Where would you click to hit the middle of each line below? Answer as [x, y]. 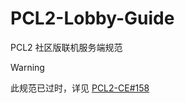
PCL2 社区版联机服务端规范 [66, 47]
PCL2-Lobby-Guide [92, 18]
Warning [27, 67]
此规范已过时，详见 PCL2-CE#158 [80, 88]
